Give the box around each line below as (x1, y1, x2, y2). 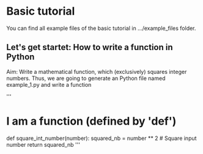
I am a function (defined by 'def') (6, 114, 177, 128)
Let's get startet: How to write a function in (6, 42, 173, 53)
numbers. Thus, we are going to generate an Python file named (6, 75, 166, 82)
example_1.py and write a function (6, 81, 92, 88)
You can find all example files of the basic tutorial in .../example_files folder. (6, 24, 196, 32)
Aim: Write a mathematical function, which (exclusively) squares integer (6, 68, 187, 75)
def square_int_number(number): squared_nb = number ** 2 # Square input (6, 134, 197, 142)
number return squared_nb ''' (6, 141, 81, 148)
